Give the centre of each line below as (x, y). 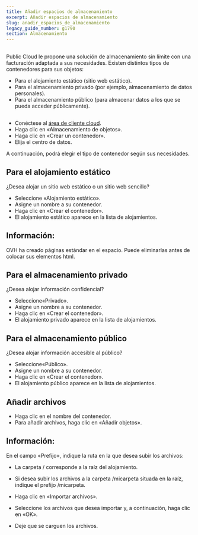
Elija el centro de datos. (43, 142)
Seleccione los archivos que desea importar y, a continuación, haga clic (103, 508)
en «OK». (26, 514)
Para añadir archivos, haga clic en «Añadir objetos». (78, 422)
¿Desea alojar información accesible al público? (64, 353)
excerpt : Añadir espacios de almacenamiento (62, 17)
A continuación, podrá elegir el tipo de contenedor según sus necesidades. (98, 153)
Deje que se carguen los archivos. (56, 525)
